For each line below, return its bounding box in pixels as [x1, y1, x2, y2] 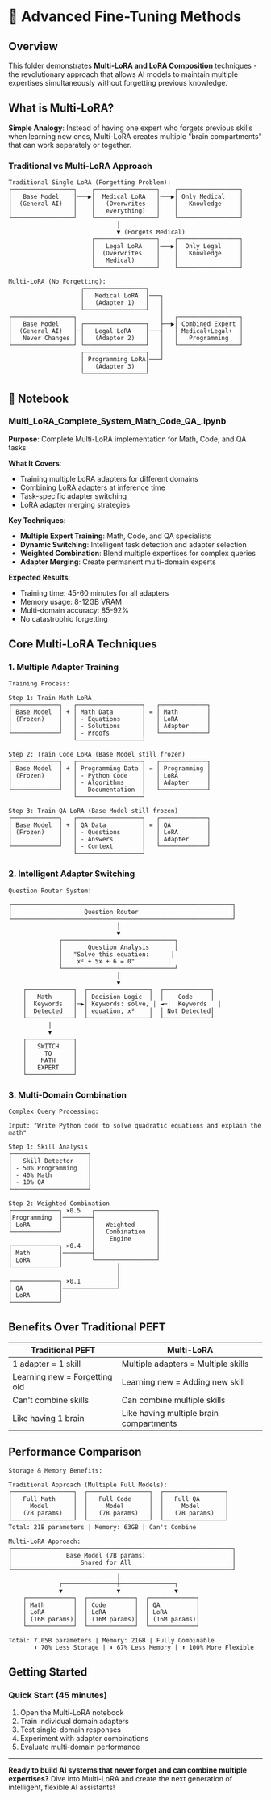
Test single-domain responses [19, 1725, 121, 1735]
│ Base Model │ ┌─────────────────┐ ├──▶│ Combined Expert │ [8, 320, 244, 328]
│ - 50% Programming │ [8, 1164, 92, 1173]
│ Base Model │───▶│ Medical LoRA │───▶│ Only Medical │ [8, 193, 244, 201]
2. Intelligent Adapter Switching [8, 868, 135, 879]
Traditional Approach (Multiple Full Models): [8, 1481, 168, 1489]
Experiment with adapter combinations [19, 1734, 149, 1743]
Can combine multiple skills [121, 1394, 226, 1406]
